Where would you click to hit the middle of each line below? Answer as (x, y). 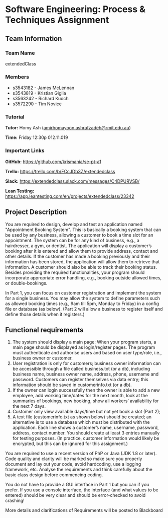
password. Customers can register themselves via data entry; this (80, 380)
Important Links (25, 151)
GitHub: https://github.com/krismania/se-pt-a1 (53, 162)
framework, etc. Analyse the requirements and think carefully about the (79, 470)
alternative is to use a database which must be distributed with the (81, 422)
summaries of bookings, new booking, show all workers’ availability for (86, 401)
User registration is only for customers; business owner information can (87, 363)
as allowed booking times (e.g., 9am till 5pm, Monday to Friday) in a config (82, 304)
